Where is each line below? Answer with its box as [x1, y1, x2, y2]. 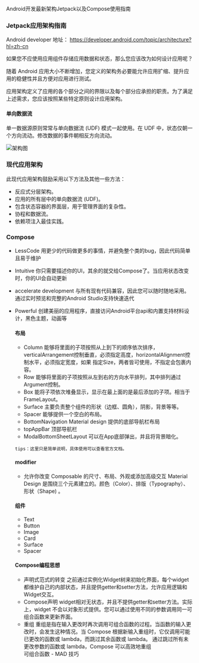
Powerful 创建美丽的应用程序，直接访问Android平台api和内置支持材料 [14, 307, 185, 315]
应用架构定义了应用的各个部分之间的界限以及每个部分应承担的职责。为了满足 [6, 88, 193, 95]
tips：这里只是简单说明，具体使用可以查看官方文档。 [14, 446, 127, 452]
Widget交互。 [23, 590, 57, 598]
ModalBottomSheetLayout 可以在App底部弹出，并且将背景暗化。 [23, 433, 182, 440]
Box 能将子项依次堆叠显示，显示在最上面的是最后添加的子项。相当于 [23, 388, 191, 395]
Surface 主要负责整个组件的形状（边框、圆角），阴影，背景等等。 [23, 403, 182, 410]
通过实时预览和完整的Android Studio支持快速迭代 [14, 295, 134, 302]
